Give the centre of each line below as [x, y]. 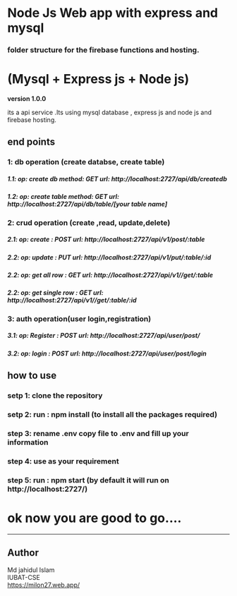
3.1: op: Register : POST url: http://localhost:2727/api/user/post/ [104, 336]
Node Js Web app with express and [113, 13]
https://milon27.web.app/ [44, 585]
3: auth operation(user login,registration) [79, 319]
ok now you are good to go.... [95, 518]
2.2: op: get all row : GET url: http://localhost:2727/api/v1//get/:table [110, 275]
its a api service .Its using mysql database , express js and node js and [110, 112]
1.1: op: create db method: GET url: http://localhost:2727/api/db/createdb [117, 178]
